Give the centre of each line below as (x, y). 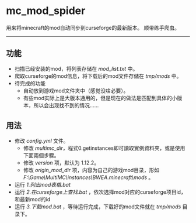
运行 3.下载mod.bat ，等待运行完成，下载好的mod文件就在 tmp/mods (98, 207)
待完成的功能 (30, 83)
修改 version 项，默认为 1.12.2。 (61, 163)
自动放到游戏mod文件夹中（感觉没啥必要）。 (76, 90)
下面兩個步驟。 (41, 155)
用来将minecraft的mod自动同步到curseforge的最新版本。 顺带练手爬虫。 (93, 28)
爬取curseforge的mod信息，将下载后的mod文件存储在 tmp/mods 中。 (98, 76)
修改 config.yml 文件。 (41, 140)
